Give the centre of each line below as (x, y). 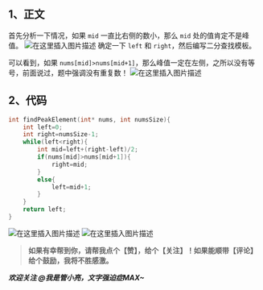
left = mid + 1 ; (71, 187)
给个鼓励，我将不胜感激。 (70, 260)
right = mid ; (70, 164)
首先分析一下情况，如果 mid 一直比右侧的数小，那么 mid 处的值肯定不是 (125, 35)
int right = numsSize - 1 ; (61, 135)
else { (47, 180)
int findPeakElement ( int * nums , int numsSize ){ (90, 119)
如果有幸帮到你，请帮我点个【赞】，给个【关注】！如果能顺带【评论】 (142, 250)
